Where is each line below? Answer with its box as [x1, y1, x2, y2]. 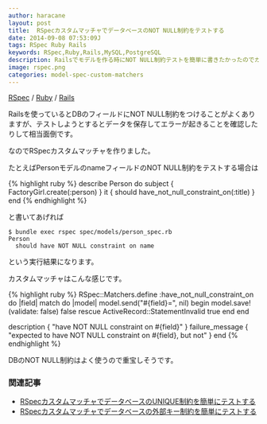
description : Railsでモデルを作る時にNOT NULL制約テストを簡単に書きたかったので [8, 56, 255, 64]
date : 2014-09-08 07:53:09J [8, 33, 102, 42]
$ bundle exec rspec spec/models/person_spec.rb [8, 228, 172, 235]
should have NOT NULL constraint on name [15, 242, 155, 250]
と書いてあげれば [8, 212, 64, 221]
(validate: [8, 306, 39, 316]
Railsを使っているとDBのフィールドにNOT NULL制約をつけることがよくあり [8, 109, 256, 119]
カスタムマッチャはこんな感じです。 [8, 274, 126, 283]
